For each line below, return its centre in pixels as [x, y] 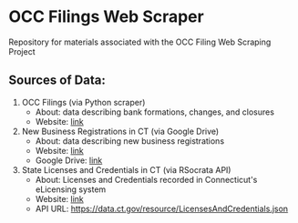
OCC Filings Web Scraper [106, 17]
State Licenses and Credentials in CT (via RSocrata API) [126, 169]
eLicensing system [71, 189]
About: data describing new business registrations [130, 141]
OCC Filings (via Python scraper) [83, 102]
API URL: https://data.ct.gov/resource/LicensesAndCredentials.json [162, 208]
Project [22, 51]
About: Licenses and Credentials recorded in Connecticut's [146, 179]
